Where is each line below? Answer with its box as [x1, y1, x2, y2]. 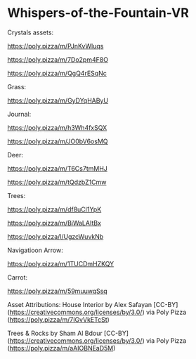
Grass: [7, 82, 27, 91]
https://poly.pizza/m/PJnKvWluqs [7, 41, 104, 50]
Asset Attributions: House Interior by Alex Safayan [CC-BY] [7, 300, 178, 308]
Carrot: [7, 273, 28, 282]
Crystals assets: [7, 28, 54, 37]
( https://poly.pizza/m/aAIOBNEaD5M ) [7, 344, 116, 352]
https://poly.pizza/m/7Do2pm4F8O [7, 55, 109, 64]
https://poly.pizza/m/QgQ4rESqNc [7, 69, 107, 77]
